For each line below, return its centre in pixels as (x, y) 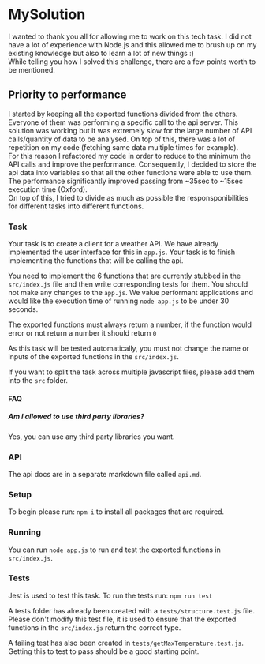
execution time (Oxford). (48, 189)
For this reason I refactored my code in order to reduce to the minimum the (129, 156)
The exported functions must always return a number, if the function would (130, 324)
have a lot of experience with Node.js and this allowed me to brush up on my (132, 44)
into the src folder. (38, 381)
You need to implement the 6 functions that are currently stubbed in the (125, 276)
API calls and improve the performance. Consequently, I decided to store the (132, 164)
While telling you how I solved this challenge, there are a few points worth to (132, 62)
